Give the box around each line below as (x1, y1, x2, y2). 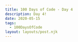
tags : (5, 20, 16, 26)
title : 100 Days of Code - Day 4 (5, 7, 73, 12)
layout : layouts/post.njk (5, 29, 58, 34)
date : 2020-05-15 (5, 16, 40, 21)
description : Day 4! (5, 12, 47, 16)
